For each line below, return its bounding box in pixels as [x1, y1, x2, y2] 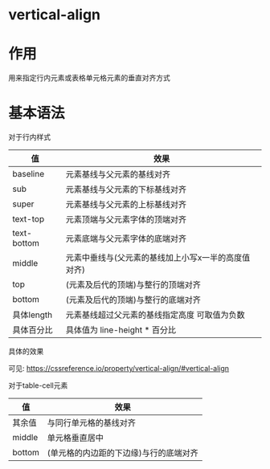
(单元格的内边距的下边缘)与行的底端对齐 [47, 447, 198, 459]
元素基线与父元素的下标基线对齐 [65, 184, 187, 195]
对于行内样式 [8, 133, 51, 142]
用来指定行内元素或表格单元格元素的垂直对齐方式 [8, 73, 170, 83]
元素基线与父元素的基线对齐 [65, 169, 171, 180]
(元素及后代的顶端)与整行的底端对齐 [65, 295, 201, 306]
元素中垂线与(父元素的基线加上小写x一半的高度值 [65, 252, 251, 263]
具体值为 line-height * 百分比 [65, 324, 177, 336]
